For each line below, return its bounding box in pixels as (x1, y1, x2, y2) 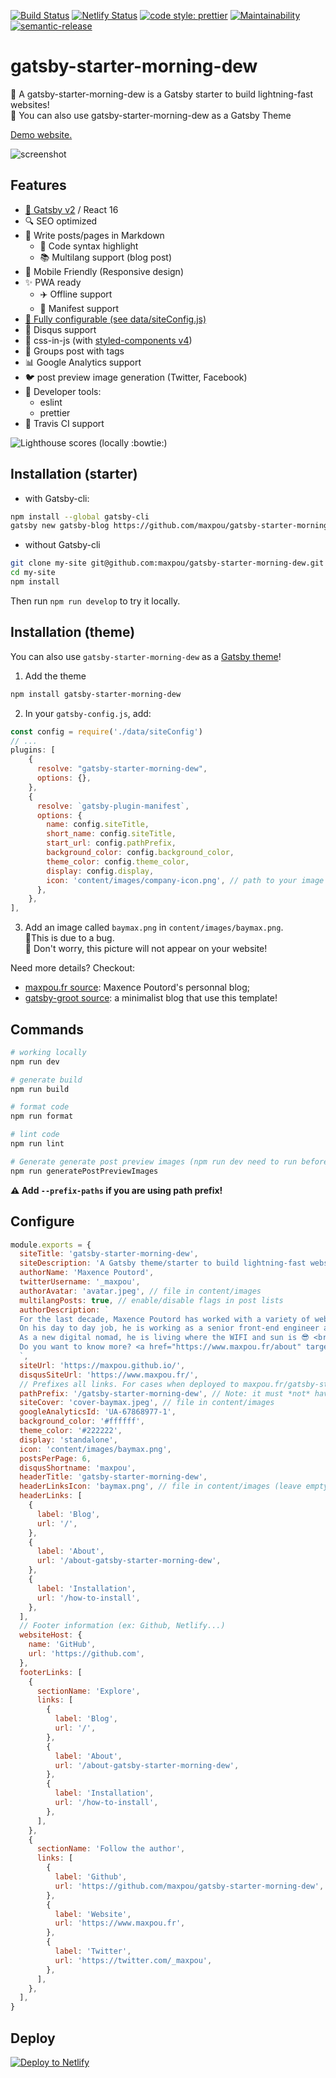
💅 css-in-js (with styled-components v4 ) (24, 334, 193, 346)
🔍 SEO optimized (24, 215, 98, 227)
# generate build (10, 1075, 83, 1085)
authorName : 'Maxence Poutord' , (19, 1268, 155, 1278)
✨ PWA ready (24, 276, 82, 288)
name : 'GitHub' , (28, 1640, 97, 1650)
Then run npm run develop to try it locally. (10, 595, 181, 607)
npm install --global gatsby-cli (10, 511, 150, 522)
